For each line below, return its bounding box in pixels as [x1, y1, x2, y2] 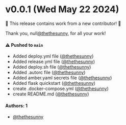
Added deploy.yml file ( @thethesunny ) [12, 53, 94, 59]
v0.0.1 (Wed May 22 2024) [5, 4, 119, 15]
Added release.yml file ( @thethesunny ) [12, 58, 95, 65]
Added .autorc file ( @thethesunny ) [12, 70, 86, 76]
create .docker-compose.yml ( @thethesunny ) [12, 85, 109, 92]
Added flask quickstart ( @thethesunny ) [12, 80, 96, 86]
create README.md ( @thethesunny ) [12, 91, 89, 97]
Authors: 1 [5, 103, 28, 109]
